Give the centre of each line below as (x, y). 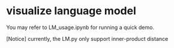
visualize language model (71, 11)
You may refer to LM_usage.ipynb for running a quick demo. (80, 27)
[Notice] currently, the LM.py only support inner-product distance (87, 39)
